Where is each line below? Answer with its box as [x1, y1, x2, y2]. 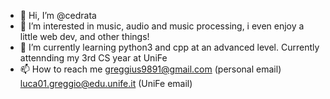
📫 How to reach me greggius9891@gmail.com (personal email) [19, 63, 282, 75]
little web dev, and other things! [19, 31, 150, 42]
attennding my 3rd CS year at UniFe [19, 52, 168, 64]
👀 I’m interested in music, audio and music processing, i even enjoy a [19, 20, 305, 32]
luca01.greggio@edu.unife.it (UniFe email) [19, 78, 193, 89]
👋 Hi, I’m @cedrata [19, 10, 97, 21]
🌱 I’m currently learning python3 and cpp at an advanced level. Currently [19, 41, 320, 53]
